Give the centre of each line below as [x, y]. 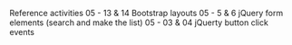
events [22, 32]
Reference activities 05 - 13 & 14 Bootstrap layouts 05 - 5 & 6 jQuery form [146, 13]
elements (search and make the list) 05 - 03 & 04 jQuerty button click [139, 22]
